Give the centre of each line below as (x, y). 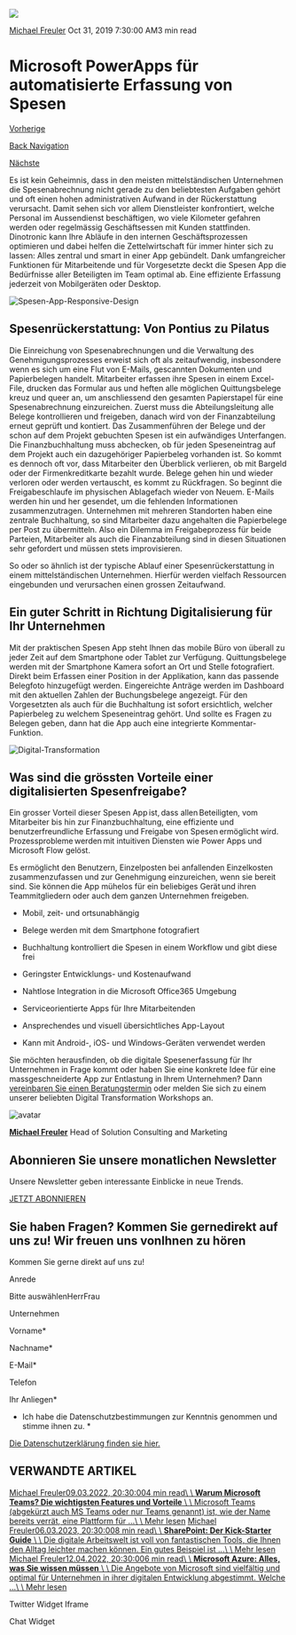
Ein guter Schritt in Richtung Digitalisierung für (141, 612)
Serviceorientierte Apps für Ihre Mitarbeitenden (109, 1008)
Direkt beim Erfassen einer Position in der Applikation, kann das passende (144, 675)
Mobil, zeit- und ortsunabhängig (81, 913)
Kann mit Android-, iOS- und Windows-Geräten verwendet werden (144, 1043)
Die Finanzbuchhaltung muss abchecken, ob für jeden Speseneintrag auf (143, 445)
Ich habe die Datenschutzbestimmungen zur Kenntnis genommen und (149, 1417)
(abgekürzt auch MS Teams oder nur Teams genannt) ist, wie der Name (140, 1511)
